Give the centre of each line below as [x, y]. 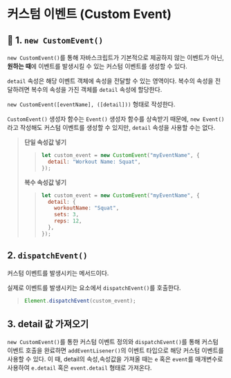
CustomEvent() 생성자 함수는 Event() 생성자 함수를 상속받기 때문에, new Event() [116, 119]
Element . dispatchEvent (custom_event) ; [80, 301]
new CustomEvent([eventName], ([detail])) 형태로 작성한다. [91, 104]
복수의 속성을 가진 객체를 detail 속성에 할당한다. [96, 89]
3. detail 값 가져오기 [48, 324]
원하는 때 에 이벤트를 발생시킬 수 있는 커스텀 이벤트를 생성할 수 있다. [98, 66]
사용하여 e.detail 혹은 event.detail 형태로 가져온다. [80, 368]
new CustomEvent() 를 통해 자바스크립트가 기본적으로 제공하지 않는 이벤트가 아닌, [116, 57]
